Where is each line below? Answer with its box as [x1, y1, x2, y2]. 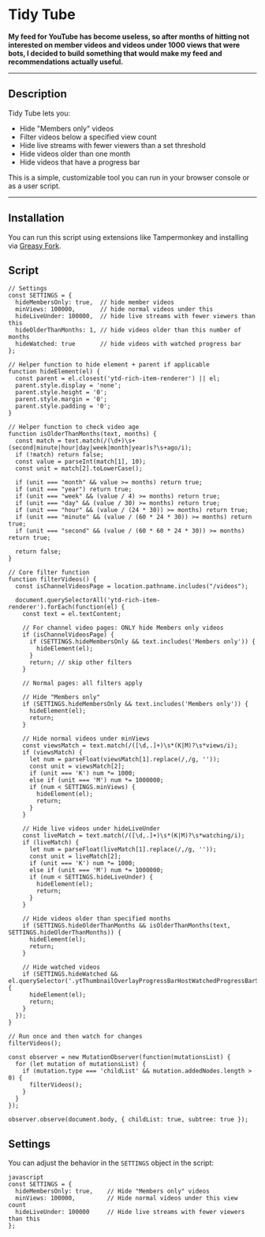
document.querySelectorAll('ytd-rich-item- [15, 596, 160, 605]
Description [8, 87, 67, 101]
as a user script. [8, 180, 61, 191]
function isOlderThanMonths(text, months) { [8, 430, 157, 438]
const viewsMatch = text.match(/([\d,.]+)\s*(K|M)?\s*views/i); [22, 742, 238, 749]
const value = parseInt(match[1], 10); [15, 457, 147, 466]
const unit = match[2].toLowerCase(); [15, 465, 144, 472]
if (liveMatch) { [22, 839, 80, 847]
